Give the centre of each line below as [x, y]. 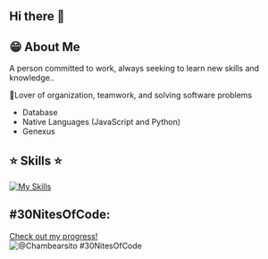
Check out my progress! [54, 236]
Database [40, 113]
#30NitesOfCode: [60, 215]
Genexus [38, 131]
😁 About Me [45, 47]
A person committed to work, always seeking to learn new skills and [134, 69]
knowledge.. [32, 78]
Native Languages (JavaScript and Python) [101, 122]
